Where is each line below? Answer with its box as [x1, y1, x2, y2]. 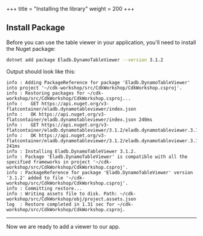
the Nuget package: [6, 45, 56, 52]
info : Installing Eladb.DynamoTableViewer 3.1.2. [6, 148, 137, 154]
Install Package [6, 22, 65, 33]
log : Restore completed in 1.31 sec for [6, 201, 115, 208]
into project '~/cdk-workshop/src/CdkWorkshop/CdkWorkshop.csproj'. [6, 85, 182, 91]
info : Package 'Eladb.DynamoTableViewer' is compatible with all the [6, 154, 188, 160]
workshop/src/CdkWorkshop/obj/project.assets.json [6, 196, 137, 202]
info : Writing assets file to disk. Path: [6, 191, 118, 197]
